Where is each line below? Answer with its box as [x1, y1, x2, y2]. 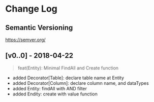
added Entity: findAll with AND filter [12, 85, 87, 91]
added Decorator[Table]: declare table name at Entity [12, 75, 125, 81]
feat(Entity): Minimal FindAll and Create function [17, 64, 118, 71]
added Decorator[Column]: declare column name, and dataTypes [12, 80, 149, 86]
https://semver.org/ [5, 37, 46, 43]
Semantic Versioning [5, 23, 73, 32]
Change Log [5, 3, 57, 15]
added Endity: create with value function [12, 91, 98, 97]
